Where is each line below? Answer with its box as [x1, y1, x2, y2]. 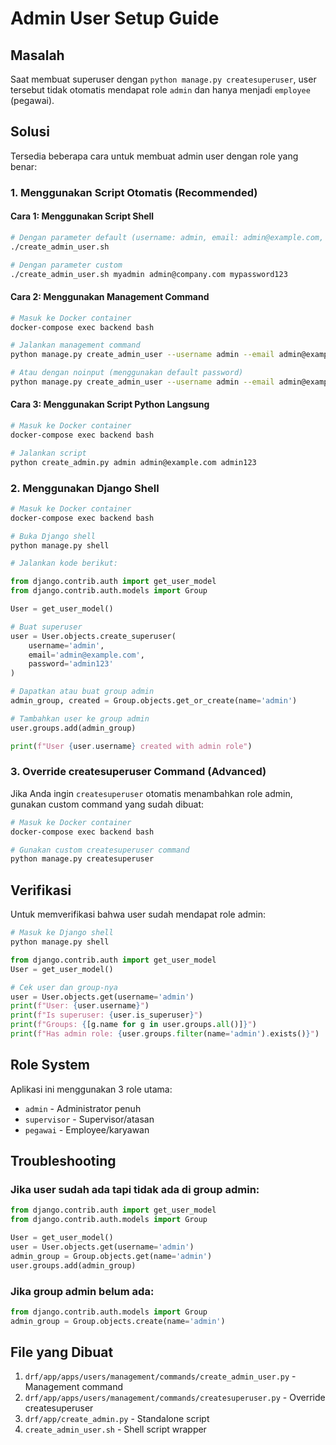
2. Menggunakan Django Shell [10, 481, 160, 495]
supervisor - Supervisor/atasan [24, 1113, 155, 1125]
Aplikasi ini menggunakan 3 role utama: [10, 1083, 173, 1095]
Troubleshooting [10, 1153, 117, 1170]
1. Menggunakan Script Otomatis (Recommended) [10, 185, 258, 199]
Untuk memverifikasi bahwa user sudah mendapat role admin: [10, 908, 267, 921]
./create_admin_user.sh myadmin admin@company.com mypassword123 [10, 269, 288, 279]
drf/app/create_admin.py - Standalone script [24, 1413, 210, 1425]
